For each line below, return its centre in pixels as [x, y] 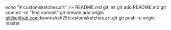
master [13, 23]
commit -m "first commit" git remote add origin [55, 12]
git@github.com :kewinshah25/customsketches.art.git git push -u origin [80, 18]
